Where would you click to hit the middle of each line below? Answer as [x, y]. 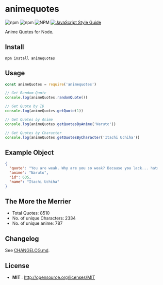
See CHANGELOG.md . [27, 251]
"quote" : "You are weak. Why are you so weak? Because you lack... [79, 168]
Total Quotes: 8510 [31, 213]
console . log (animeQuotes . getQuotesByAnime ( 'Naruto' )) [61, 124]
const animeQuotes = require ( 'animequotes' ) [51, 84]
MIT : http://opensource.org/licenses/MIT [54, 277]
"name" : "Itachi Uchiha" [34, 182]
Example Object [30, 152]
